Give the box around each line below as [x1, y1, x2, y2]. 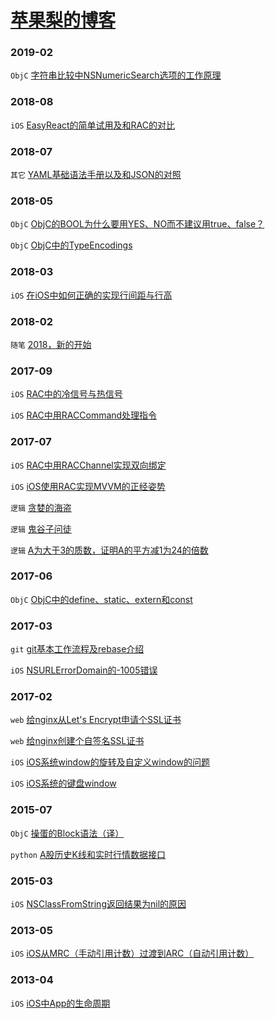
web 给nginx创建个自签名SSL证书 [10, 735, 145, 747]
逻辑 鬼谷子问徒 [10, 522, 72, 535]
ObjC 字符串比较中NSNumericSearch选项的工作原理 [10, 69, 222, 81]
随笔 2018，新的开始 [10, 338, 92, 350]
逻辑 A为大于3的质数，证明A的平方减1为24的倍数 [10, 544, 209, 556]
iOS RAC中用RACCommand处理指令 [10, 409, 158, 421]
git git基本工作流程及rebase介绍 [10, 643, 145, 655]
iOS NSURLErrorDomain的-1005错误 [10, 664, 158, 676]
